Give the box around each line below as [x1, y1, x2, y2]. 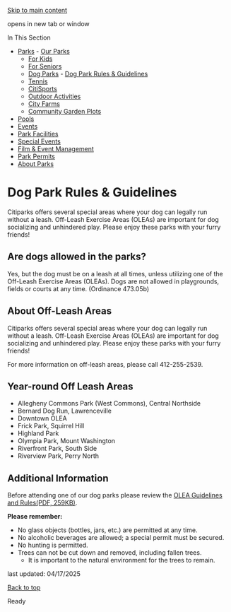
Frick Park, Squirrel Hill [17, 422, 85, 430]
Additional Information [7, 472, 109, 484]
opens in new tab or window [7, 20, 90, 28]
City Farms [28, 100, 60, 108]
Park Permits [17, 152, 55, 160]
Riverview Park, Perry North [17, 452, 100, 460]
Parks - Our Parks [17, 47, 71, 55]
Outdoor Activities [28, 92, 81, 100]
